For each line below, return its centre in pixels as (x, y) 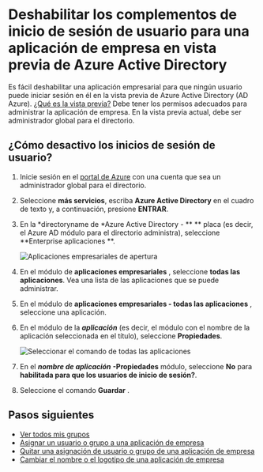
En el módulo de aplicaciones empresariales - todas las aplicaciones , (136, 304)
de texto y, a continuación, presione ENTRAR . (94, 209)
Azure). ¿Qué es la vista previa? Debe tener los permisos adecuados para (128, 104)
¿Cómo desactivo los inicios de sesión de (112, 145)
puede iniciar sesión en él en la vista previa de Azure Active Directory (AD (128, 95)
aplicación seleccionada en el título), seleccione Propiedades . (121, 336)
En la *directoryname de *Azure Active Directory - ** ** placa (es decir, (136, 224)
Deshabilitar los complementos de (123, 15)
